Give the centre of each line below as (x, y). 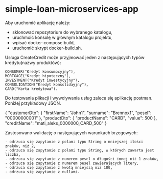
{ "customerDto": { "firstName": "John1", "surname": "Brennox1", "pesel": (78, 113)
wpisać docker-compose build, (43, 42)
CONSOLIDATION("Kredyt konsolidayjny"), (47, 85)
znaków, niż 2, (21, 146)
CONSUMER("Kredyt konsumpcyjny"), (40, 72)
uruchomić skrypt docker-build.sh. (47, 48)
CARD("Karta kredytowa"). (31, 89)
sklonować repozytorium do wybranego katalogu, (62, 32)
